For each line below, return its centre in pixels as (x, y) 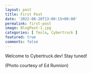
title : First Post (24, 14)
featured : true (21, 37)
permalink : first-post (28, 23)
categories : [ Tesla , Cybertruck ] (41, 33)
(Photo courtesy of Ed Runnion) (37, 65)
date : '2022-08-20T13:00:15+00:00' (41, 19)
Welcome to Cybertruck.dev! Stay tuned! (46, 56)
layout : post (18, 10)
